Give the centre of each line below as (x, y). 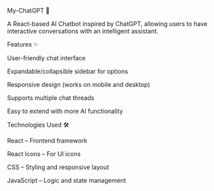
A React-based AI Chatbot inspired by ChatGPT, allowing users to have (107, 24)
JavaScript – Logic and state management (67, 180)
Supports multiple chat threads (51, 98)
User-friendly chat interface (46, 58)
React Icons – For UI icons (44, 154)
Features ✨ (23, 44)
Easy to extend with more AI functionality (65, 111)
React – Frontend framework (47, 141)
